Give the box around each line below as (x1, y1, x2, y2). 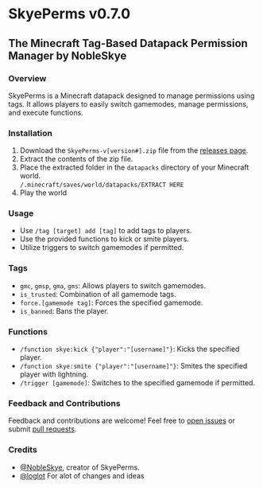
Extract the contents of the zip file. (19, 154, 133, 164)
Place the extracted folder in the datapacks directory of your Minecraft (19, 162, 249, 172)
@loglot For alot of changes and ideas (19, 470, 145, 480)
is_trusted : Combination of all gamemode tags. (19, 289, 176, 299)
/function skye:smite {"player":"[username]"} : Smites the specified (19, 361, 248, 371)
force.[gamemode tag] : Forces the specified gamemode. (19, 298, 203, 307)
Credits (8, 444, 37, 455)
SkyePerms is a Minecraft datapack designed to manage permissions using (8, 91, 255, 100)
